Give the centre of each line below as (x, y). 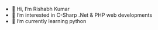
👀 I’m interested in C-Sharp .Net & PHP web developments (82, 15)
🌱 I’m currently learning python (49, 21)
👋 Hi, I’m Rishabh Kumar (41, 9)
